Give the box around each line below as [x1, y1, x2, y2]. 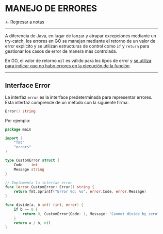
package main [5, 127, 32, 132]
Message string [14, 167, 45, 172]
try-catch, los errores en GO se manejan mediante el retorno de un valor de [5, 38, 156, 44]
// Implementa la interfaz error [5, 180, 73, 185]
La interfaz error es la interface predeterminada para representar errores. [5, 94, 153, 100]
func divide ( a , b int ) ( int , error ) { [5, 203, 83, 207]
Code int [14, 162, 38, 167]
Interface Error [5, 81, 50, 90]
